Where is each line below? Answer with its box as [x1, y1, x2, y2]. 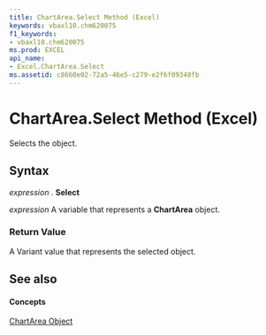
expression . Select [9, 187, 80, 197]
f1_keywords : [9, 29, 57, 38]
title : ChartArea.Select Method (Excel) [9, 12, 161, 22]
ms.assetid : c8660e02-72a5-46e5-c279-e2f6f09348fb [9, 71, 200, 80]
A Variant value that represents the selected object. [9, 246, 196, 256]
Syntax [9, 164, 49, 179]
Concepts [9, 296, 46, 307]
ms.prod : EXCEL [9, 46, 65, 55]
